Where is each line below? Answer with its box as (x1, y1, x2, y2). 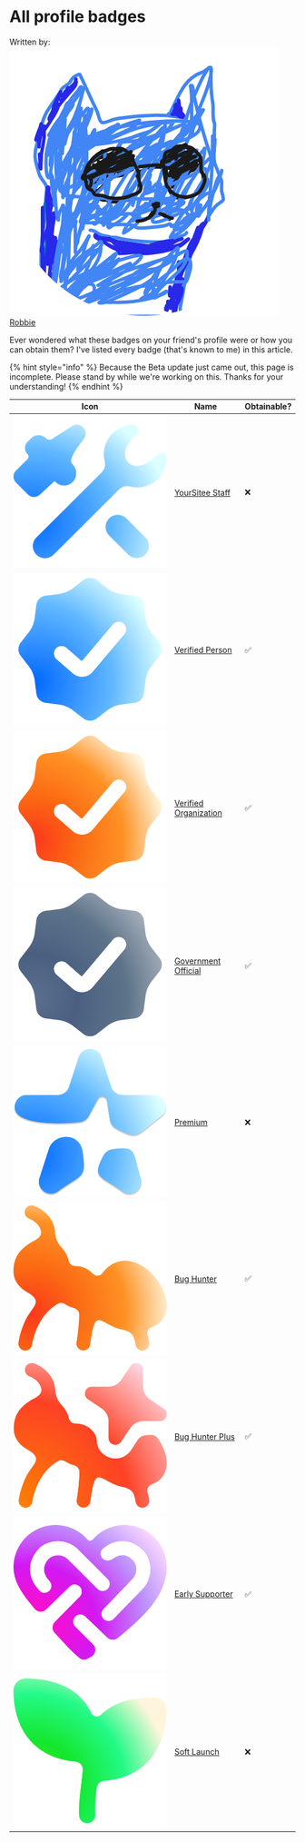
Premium (173, 1117, 209, 1128)
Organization (173, 807, 222, 818)
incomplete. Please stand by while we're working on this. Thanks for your (9, 371, 284, 382)
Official (173, 965, 202, 975)
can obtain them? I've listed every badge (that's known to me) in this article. (9, 343, 293, 355)
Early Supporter (173, 1589, 233, 1599)
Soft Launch (173, 1747, 220, 1758)
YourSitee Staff (173, 487, 231, 498)
